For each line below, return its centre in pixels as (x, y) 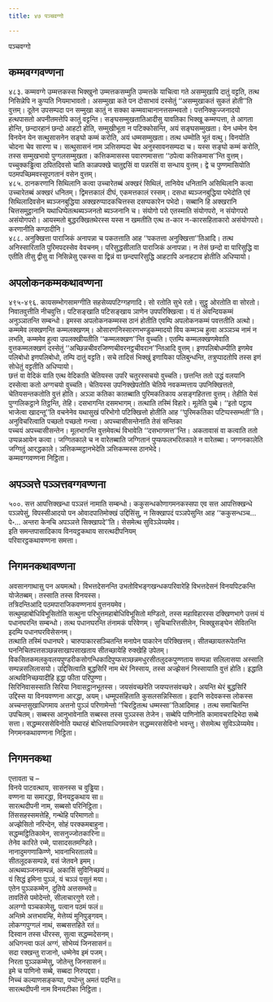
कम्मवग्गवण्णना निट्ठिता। (39, 458)
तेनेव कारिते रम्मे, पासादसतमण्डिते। (53, 842)
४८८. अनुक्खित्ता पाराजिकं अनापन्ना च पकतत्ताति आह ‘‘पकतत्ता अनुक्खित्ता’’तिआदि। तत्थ (121, 238)
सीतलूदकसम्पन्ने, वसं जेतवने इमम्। (52, 860)
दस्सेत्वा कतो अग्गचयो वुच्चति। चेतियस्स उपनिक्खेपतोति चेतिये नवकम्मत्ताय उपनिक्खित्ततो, (122, 385)
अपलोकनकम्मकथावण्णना (56, 283)
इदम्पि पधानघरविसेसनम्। (41, 632)
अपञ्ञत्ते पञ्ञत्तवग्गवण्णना (57, 484)
